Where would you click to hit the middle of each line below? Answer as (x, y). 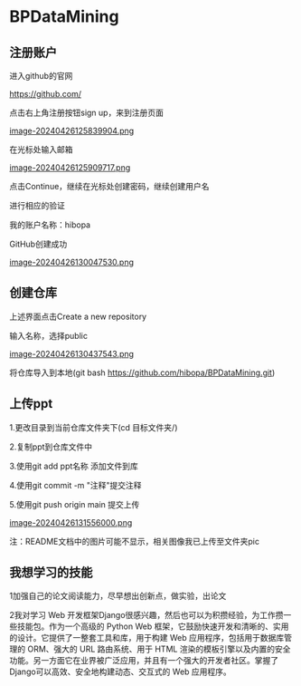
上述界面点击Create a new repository (78, 316)
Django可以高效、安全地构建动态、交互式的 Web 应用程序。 (121, 672)
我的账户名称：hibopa (50, 225)
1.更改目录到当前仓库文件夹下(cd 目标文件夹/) (94, 427)
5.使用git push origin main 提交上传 (75, 504)
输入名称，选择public (49, 335)
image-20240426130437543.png (71, 353)
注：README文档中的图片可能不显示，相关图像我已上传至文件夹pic (135, 541)
